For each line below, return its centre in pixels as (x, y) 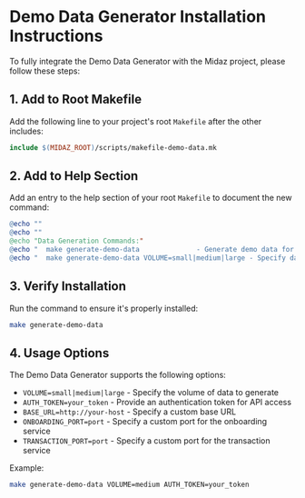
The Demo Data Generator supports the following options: (118, 375)
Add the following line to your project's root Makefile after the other (136, 121)
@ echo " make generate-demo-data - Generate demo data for (152, 250)
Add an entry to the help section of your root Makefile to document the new (151, 198)
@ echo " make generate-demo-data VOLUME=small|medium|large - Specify (148, 258)
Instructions (56, 36)
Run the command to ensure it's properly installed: (104, 308)
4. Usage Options (59, 353)
